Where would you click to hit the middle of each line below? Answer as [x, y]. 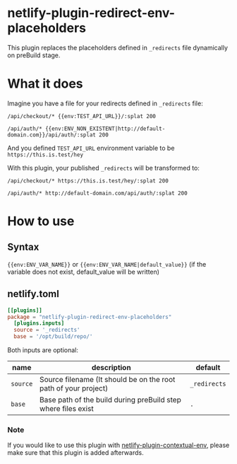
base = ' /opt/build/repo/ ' [53, 337]
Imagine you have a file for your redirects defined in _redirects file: [105, 103]
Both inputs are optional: [43, 350]
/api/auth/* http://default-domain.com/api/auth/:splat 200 [98, 193]
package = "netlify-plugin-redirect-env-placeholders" [90, 317]
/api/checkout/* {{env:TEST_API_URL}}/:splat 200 [82, 116]
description [111, 368]
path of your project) [74, 388]
